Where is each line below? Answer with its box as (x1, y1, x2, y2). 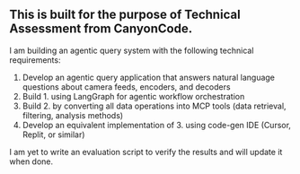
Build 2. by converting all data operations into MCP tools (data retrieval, (22, 100, 287, 111)
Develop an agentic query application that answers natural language (22, 72, 276, 83)
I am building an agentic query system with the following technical (9, 45, 254, 56)
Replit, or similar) (22, 129, 85, 140)
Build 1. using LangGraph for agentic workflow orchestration (22, 91, 245, 101)
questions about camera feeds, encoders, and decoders (22, 81, 231, 92)
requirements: (9, 54, 61, 65)
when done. (9, 156, 54, 167)
